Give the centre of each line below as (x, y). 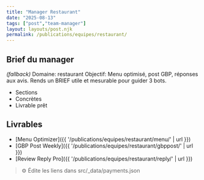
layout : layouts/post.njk (39, 29)
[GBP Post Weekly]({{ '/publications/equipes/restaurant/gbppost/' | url (104, 146)
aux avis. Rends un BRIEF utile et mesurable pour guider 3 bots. (86, 81)
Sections (26, 92)
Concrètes (28, 99)
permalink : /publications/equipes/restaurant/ (67, 35)
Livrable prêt (31, 105)
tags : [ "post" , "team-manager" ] (46, 23)
